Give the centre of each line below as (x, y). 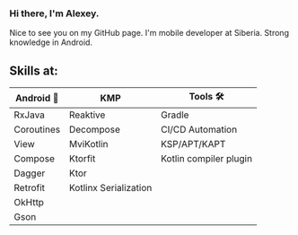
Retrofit (30, 188)
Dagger (30, 173)
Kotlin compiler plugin (206, 159)
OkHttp (29, 203)
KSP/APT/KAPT (193, 144)
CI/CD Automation (199, 130)
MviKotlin (88, 144)
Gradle (175, 115)
